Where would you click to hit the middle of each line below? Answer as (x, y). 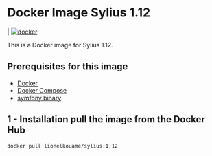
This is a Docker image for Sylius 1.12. (60, 45)
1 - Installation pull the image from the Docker (106, 119)
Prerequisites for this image (68, 67)
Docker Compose (42, 90)
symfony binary (39, 98)
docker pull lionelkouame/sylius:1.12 (62, 146)
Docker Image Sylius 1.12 (79, 13)
